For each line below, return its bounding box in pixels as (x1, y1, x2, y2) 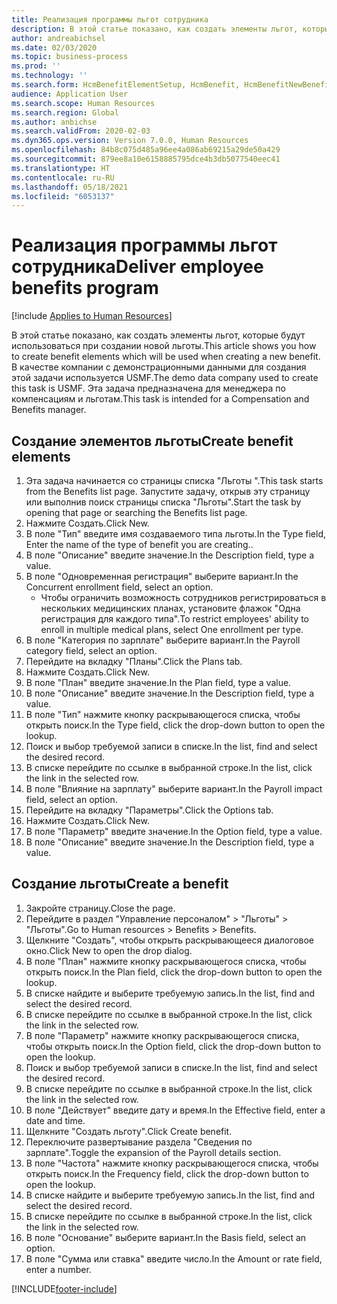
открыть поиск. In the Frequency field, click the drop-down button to (25, 1167, 309, 1180)
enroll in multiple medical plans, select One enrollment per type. (40, 624, 304, 635)
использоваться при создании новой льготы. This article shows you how (11, 340, 317, 352)
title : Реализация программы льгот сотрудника (11, 14, 209, 25)
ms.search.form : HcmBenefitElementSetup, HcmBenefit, (11, 80, 241, 90)
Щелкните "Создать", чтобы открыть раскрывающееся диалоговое (25, 934, 314, 946)
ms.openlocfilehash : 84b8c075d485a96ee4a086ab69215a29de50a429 (11, 145, 281, 155)
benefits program (11, 277, 159, 300)
